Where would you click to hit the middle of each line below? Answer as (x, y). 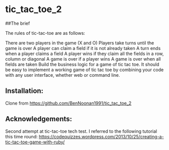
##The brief (18, 23)
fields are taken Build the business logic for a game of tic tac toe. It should (82, 64)
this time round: (21, 136)
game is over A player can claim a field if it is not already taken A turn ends (83, 48)
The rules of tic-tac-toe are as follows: (45, 33)
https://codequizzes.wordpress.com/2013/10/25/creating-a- (101, 136)
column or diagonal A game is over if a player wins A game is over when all (83, 59)
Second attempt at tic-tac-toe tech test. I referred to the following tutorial (81, 131)
